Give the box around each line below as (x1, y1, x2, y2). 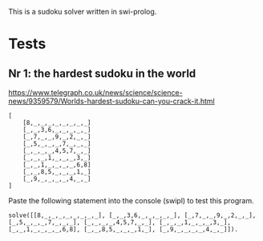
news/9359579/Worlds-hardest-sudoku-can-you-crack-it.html (8, 96, 215, 106)
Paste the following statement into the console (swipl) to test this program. (8, 196, 254, 205)
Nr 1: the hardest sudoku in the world (8, 66, 196, 80)
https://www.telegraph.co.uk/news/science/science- (8, 88, 183, 97)
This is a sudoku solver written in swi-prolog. (8, 7, 157, 16)
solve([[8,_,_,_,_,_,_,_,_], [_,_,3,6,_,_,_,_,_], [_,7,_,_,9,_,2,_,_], (8, 211, 257, 219)
